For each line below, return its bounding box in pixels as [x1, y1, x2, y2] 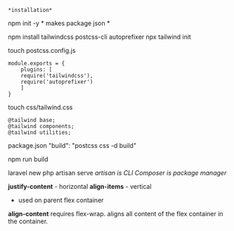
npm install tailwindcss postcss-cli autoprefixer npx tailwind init [8, 32, 192, 41]
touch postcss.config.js [8, 46, 76, 54]
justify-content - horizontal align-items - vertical [8, 182, 152, 190]
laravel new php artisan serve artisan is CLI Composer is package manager [8, 169, 227, 177]
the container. [8, 217, 48, 225]
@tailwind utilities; [8, 129, 72, 136]
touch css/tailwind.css [8, 103, 73, 111]
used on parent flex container [18, 196, 104, 204]
